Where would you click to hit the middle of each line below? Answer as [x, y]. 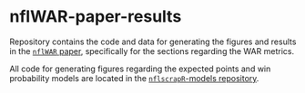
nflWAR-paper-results [96, 17]
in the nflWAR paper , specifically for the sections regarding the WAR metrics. [152, 51]
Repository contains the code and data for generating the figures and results [153, 42]
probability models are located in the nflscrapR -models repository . [134, 78]
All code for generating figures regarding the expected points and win [140, 69]
